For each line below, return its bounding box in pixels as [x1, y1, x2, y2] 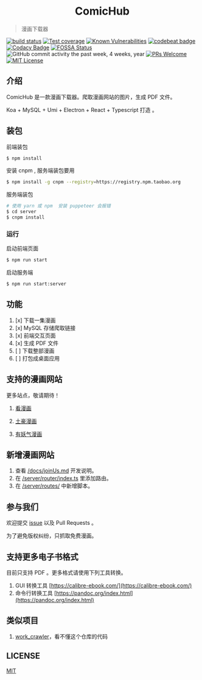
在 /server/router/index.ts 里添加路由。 [15, 475, 113, 482]
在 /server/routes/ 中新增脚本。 [15, 482, 94, 489]
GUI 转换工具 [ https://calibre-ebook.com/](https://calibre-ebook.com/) [15, 582, 192, 589]
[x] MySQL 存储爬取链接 [15, 324, 76, 331]
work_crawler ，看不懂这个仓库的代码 [15, 633, 108, 640]
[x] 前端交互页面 [15, 332, 56, 339]
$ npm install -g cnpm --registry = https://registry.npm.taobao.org [6, 179, 181, 185]
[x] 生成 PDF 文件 [15, 339, 59, 346]
